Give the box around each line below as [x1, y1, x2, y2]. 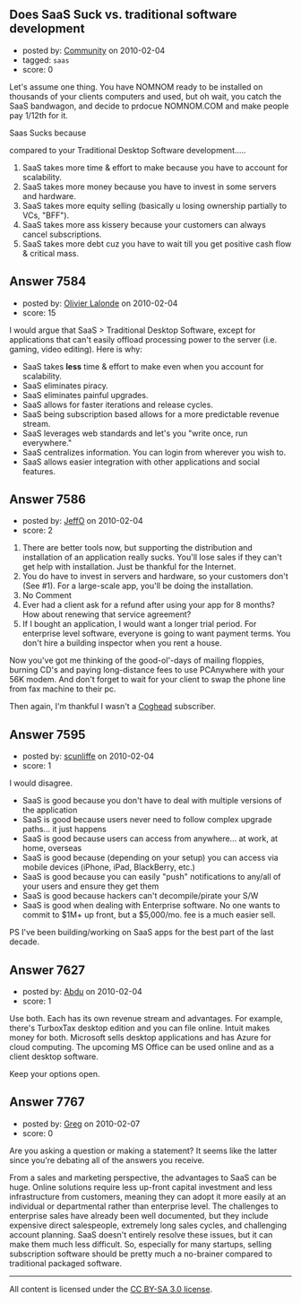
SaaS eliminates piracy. [21, 380, 109, 391]
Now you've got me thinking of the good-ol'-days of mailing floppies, [9, 655, 264, 666]
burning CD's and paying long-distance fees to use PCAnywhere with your [9, 665, 285, 675]
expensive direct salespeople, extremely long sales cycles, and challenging [9, 1220, 288, 1230]
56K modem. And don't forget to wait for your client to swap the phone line [9, 674, 287, 685]
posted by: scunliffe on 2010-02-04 [21, 751, 155, 761]
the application [21, 804, 78, 815]
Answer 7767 [9, 1094, 85, 1110]
